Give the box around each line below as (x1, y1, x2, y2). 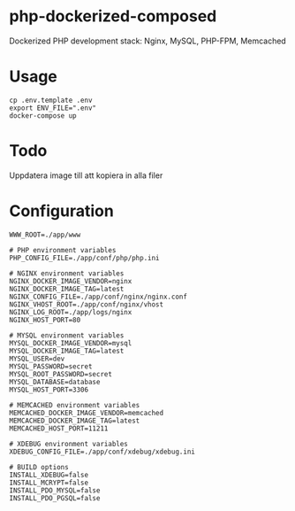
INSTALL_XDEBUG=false (9, 470, 89, 479)
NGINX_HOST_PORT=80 (9, 315, 81, 324)
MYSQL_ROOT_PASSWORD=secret (9, 369, 113, 378)
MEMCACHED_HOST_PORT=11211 (9, 423, 109, 433)
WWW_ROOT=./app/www (9, 230, 81, 239)
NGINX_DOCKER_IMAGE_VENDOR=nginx (9, 276, 132, 285)
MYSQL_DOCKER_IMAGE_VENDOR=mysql (9, 338, 132, 347)
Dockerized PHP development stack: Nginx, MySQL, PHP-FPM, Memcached (9, 35, 287, 46)
